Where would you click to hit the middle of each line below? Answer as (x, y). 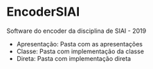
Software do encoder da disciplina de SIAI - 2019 (76, 31)
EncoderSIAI (43, 12)
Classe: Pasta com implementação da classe (80, 51)
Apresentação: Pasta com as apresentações (80, 44)
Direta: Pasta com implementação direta (74, 58)
